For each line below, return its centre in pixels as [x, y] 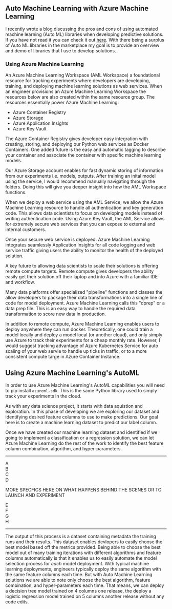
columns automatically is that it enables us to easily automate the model [81, 558]
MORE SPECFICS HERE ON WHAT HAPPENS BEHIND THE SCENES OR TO [83, 489]
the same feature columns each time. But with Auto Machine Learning [79, 574]
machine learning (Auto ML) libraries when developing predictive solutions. [84, 34]
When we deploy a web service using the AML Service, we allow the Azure [84, 202]
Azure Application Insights [40, 123]
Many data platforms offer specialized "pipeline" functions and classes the [84, 292]
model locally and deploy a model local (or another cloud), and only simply [84, 335]
